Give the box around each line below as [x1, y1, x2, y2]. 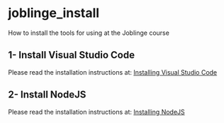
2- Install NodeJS [8, 89, 86, 101]
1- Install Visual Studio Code [8, 49, 135, 61]
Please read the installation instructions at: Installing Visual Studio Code [8, 68, 218, 76]
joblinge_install [8, 5, 100, 21]
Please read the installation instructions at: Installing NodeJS [8, 107, 185, 116]
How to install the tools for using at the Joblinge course [8, 28, 169, 37]
